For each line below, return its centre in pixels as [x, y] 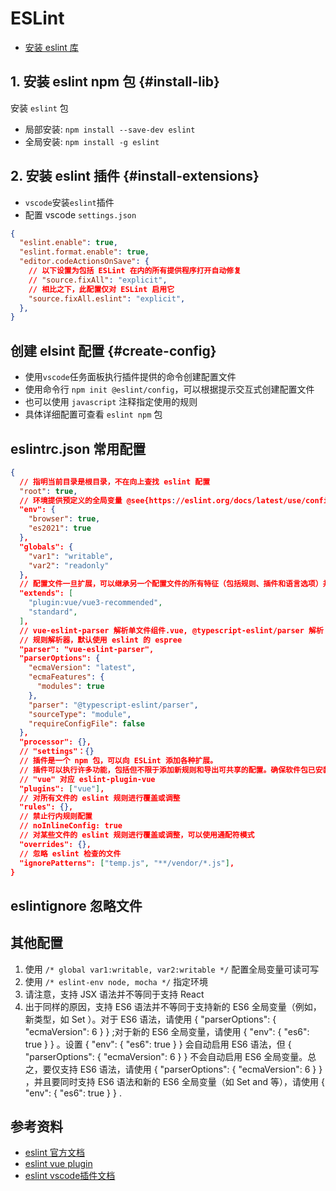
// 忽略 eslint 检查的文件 [70, 853]
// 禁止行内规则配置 [56, 817]
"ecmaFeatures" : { [66, 677]
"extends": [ [46, 593]
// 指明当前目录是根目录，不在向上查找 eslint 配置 [115, 482]
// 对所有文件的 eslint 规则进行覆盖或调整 [100, 798]
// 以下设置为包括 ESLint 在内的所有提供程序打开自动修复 [135, 271]
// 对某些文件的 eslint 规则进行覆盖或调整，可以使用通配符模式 [137, 835]
